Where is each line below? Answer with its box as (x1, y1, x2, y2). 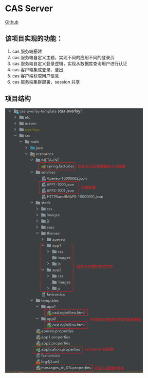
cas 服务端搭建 (12, 48, 42, 54)
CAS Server (5, 3, 53, 14)
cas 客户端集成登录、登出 (12, 66, 64, 72)
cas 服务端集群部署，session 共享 (12, 79, 80, 84)
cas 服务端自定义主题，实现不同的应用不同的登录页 (12, 54, 115, 60)
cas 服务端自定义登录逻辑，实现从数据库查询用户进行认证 (12, 61, 128, 66)
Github (5, 19, 18, 25)
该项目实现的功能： (5, 35, 63, 43)
